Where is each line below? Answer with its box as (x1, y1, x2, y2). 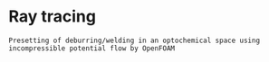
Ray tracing (8, 6, 97, 27)
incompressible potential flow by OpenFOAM (8, 43, 176, 53)
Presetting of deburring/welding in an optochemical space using (8, 36, 260, 45)
